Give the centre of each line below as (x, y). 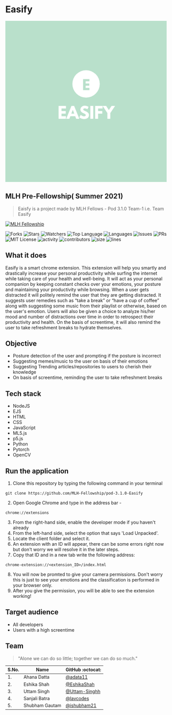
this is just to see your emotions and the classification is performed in (86, 580)
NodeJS (21, 406)
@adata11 (77, 677)
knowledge (25, 372)
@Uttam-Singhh (83, 691)
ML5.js (20, 433)
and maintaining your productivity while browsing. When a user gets (77, 289)
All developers (28, 624)
